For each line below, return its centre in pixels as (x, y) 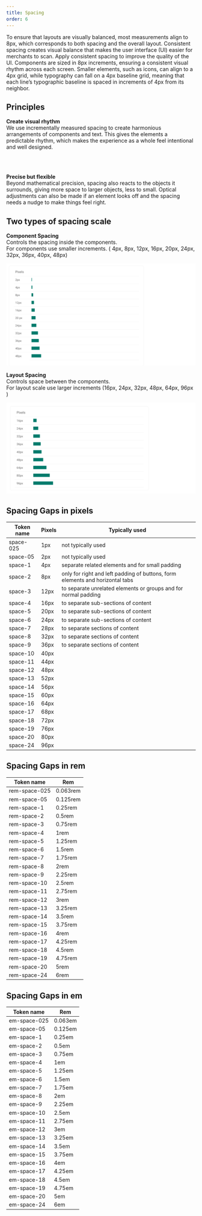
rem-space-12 (28, 899)
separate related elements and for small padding (121, 565)
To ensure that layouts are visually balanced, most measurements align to (97, 37)
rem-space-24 (28, 975)
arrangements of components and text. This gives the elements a (87, 134)
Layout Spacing (26, 375)
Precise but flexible (31, 177)
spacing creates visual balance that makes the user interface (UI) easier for (99, 50)
